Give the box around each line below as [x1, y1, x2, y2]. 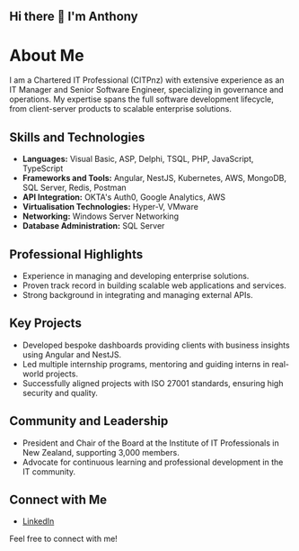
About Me [9, 45, 84, 66]
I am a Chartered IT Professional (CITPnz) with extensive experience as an [9, 75, 285, 86]
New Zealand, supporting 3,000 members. [22, 447, 180, 457]
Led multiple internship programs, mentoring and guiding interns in [22, 358, 270, 369]
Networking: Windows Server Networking [22, 211, 180, 221]
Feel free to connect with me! [9, 533, 119, 545]
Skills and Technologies [9, 130, 145, 145]
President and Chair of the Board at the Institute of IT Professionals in [22, 438, 280, 448]
